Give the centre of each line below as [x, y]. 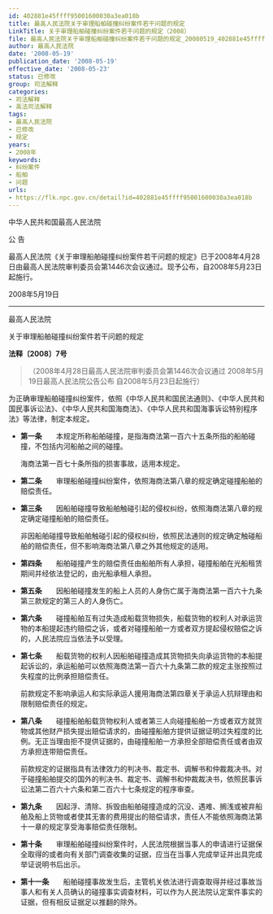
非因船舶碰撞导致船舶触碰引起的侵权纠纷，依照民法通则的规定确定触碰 [138, 536]
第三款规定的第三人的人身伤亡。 [74, 601]
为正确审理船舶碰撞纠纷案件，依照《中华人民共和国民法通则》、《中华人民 [129, 398]
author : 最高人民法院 [41, 46]
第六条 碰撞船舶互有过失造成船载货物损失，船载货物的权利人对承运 [138, 618]
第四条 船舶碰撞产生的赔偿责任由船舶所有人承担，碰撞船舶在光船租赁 [141, 563]
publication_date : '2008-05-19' [63, 62]
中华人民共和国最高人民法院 [55, 221]
